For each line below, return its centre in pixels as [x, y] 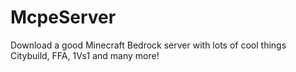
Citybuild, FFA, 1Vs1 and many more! [85, 55]
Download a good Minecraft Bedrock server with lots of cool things [148, 45]
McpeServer [63, 17]
